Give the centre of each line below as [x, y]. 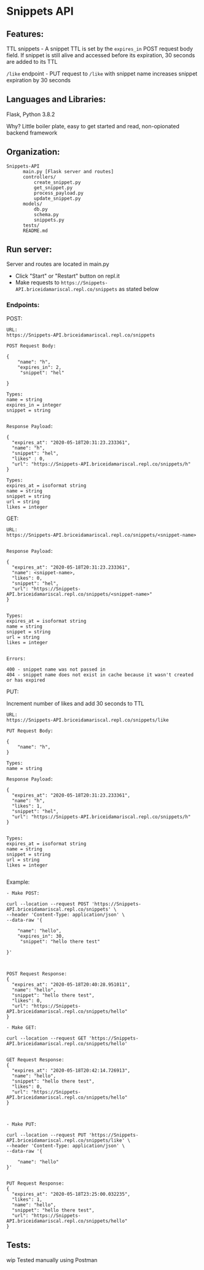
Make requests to [37, 282]
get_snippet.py [53, 188]
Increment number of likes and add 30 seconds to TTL [75, 703]
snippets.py [49, 220]
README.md [35, 231]
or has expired [26, 680]
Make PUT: [24, 1124]
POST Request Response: [37, 974]
